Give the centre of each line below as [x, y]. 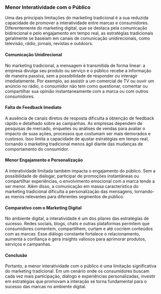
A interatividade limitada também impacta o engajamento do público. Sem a [80, 170]
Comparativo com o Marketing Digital [43, 208]
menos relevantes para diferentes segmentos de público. [68, 196]
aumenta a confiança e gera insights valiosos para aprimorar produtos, [76, 239]
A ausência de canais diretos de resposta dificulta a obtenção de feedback [80, 118]
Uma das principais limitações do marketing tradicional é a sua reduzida [77, 18]
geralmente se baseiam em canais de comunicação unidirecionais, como [78, 38]
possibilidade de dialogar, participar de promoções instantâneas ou [72, 176]
